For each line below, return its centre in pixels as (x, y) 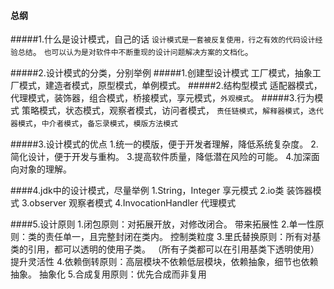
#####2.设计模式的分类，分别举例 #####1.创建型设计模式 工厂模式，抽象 (161, 73)
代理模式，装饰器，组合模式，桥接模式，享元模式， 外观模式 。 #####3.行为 (162, 98)
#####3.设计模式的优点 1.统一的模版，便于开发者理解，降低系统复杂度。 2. (164, 144)
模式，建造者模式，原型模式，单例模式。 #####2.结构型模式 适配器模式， (170, 86)
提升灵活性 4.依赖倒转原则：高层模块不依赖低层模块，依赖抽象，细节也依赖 (164, 262)
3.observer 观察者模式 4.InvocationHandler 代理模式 (129, 203)
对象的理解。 (45, 169)
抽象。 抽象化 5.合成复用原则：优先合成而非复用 (108, 274)
